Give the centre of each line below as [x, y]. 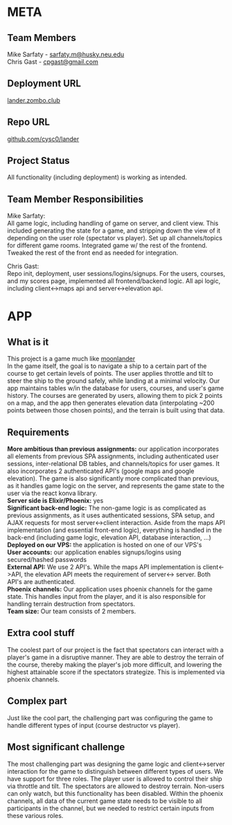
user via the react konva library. [52, 493]
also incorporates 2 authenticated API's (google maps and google [101, 471]
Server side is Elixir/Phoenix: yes [55, 501]
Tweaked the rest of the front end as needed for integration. [93, 253]
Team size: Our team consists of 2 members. [72, 611]
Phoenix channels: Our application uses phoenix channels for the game [110, 589]
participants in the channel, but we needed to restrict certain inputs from [111, 808]
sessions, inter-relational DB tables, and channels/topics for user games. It [114, 464]
